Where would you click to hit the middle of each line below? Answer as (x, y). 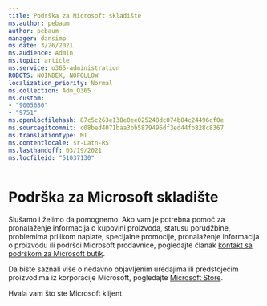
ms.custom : (26, 98)
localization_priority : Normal (61, 83)
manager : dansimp (37, 38)
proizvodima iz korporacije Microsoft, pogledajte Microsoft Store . (115, 278)
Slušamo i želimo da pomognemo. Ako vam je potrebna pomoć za (117, 220)
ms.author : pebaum (39, 23)
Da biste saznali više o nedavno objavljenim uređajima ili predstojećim (123, 269)
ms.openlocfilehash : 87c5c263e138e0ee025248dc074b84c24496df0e (116, 120)
